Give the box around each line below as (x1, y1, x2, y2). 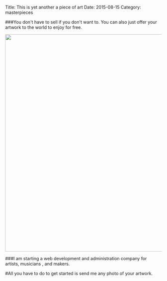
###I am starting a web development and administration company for (5, 256, 147, 261)
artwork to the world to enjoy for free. (5, 24, 83, 30)
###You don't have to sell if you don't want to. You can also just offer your (5, 19, 158, 25)
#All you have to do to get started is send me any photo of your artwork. (5, 271, 153, 276)
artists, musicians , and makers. (5, 261, 70, 267)
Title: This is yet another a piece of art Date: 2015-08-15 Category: (5, 4, 142, 10)
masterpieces (5, 9, 33, 15)
